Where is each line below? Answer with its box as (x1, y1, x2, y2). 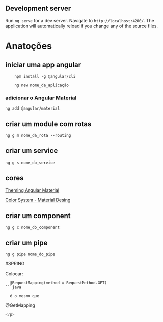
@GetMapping (5, 302, 35, 308)
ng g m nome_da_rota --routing (5, 133, 71, 138)
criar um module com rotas (5, 120, 92, 128)
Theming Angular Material (5, 187, 60, 193)
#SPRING (5, 261, 25, 267)
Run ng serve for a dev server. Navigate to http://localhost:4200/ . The (5, 17, 155, 23)
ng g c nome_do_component (5, 225, 60, 230)
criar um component (5, 211, 71, 220)
